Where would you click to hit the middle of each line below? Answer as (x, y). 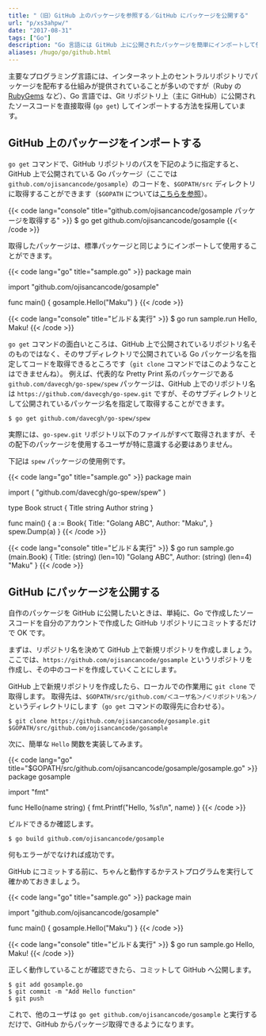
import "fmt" (28, 791)
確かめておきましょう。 (46, 881)
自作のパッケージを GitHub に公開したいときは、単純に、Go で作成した (124, 613)
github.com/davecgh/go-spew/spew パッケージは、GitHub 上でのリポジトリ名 (132, 383)
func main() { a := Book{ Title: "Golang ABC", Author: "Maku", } (111, 523)
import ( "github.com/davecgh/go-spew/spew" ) (87, 492)
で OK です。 (29, 633)
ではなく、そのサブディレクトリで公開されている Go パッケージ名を (139, 353)
